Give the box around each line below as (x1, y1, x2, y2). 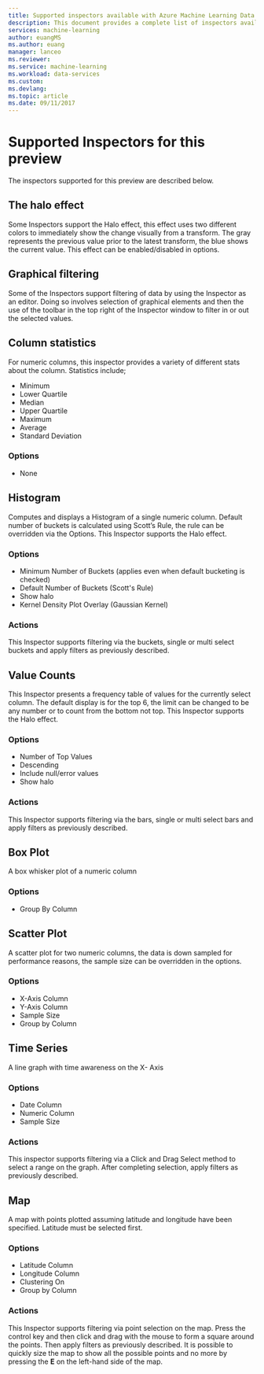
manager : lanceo (8, 48, 61, 56)
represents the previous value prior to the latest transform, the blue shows (8, 236, 249, 246)
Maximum (19, 414, 53, 423)
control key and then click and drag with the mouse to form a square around (8, 1332, 255, 1341)
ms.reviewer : (8, 56, 51, 64)
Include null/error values (19, 769, 99, 778)
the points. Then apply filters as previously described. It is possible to (8, 1339, 233, 1350)
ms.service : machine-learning (8, 63, 108, 71)
